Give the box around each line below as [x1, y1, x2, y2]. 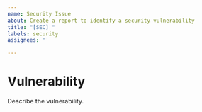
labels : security [7, 30, 59, 38]
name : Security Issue [7, 10, 72, 18]
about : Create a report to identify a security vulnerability [7, 17, 195, 24]
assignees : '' [7, 37, 50, 44]
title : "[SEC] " [7, 23, 55, 30]
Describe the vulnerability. [7, 97, 84, 106]
